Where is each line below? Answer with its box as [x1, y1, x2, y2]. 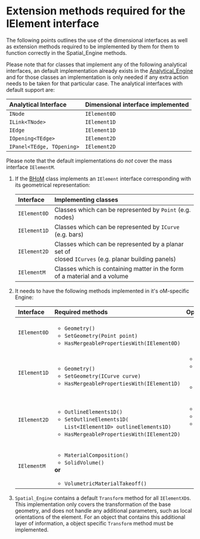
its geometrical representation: [14, 181, 90, 189]
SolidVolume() [64, 459, 105, 466]
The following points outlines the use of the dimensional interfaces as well [6, 36, 188, 44]
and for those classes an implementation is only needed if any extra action [6, 73, 189, 81]
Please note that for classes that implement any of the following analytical [6, 61, 187, 68]
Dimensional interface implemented [85, 100, 189, 109]
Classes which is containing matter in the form [54, 264, 184, 273]
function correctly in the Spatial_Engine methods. [6, 49, 127, 56]
